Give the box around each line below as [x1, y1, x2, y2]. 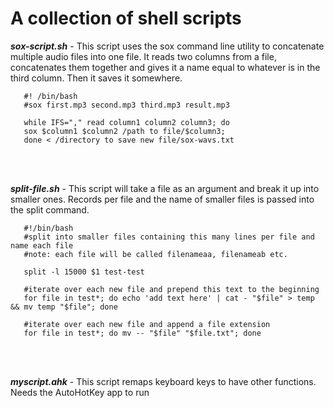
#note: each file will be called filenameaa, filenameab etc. [23, 249, 288, 259]
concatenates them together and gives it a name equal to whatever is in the [10, 61, 321, 73]
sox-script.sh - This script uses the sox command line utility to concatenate [10, 40, 325, 52]
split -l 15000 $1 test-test [23, 267, 145, 277]
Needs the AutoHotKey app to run [10, 386, 150, 398]
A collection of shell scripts [10, 7, 242, 30]
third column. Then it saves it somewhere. [10, 72, 183, 84]
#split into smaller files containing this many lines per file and [23, 232, 315, 242]
